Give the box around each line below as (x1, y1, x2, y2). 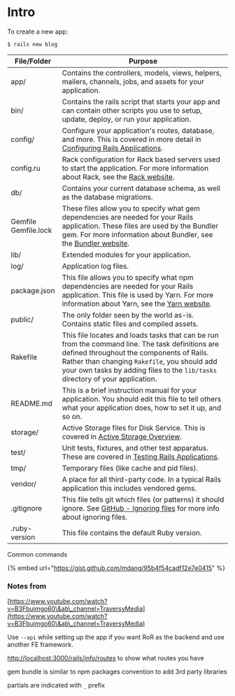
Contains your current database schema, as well (62, 183, 220, 193)
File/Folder (15, 56, 52, 66)
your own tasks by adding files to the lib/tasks (62, 365, 218, 375)
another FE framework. (7, 641, 73, 649)
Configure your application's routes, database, (62, 125, 215, 135)
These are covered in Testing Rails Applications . (62, 452, 220, 462)
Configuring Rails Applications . (62, 143, 163, 152)
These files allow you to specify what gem (62, 204, 201, 213)
